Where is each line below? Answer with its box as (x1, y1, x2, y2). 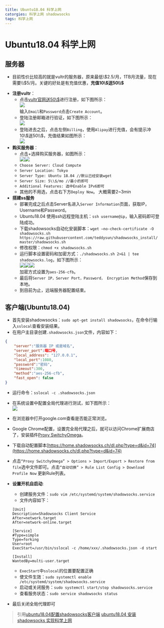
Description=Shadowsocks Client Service (12, 511, 96, 516)
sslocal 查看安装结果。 (16, 323, 62, 329)
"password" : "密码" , (14, 362, 52, 367)
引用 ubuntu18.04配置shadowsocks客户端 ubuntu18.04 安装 (17, 611, 136, 617)
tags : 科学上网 (5, 16, 33, 21)
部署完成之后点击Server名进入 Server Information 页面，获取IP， (19, 201, 149, 207)
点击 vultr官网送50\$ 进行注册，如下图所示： (19, 97, 107, 103)
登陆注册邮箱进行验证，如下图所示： (19, 115, 93, 121)
